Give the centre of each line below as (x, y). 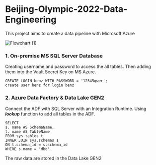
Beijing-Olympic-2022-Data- (66, 9)
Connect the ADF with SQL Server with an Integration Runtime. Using (76, 109)
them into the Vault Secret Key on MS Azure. (51, 72)
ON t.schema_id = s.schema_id (37, 145)
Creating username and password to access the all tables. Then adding (78, 67)
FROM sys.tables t (24, 136)
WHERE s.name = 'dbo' (28, 149)
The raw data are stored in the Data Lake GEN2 (53, 158)
